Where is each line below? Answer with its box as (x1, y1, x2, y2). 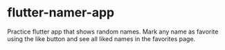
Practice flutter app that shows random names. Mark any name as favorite (7, 27, 219, 36)
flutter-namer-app (7, 5, 115, 21)
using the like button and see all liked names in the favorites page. (7, 34, 196, 42)
